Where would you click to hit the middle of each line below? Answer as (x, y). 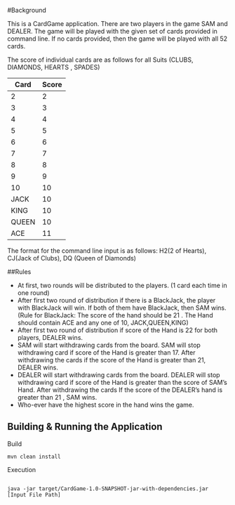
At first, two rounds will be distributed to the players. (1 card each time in (122, 285)
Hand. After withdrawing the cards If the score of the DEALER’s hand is (120, 390)
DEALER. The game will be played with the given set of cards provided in (112, 31)
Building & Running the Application (85, 427)
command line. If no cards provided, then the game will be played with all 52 (117, 39)
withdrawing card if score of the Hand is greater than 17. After (106, 353)
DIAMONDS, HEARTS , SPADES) (54, 67)
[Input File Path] (34, 494)
